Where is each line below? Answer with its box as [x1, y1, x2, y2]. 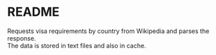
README [7, 4, 60, 20]
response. [7, 34, 36, 42]
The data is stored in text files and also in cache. [7, 41, 146, 49]
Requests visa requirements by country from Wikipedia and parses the [7, 27, 210, 35]
